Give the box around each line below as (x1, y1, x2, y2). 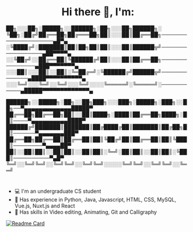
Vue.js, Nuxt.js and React (14, 202, 75, 210)
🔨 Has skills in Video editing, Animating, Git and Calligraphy (14, 209, 157, 216)
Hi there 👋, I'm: (61, 5, 135, 19)
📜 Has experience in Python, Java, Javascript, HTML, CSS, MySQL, (14, 196, 177, 203)
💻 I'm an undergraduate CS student (14, 187, 101, 195)
